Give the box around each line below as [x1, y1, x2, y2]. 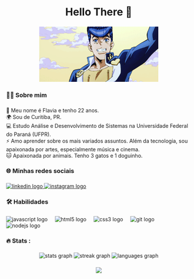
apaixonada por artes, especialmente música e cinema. [6, 145, 140, 152]
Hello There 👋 [65, 5, 132, 19]
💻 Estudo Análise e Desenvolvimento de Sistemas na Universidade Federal [6, 122, 188, 129]
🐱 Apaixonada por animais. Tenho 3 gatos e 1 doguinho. [6, 152, 143, 159]
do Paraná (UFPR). [6, 131, 51, 138]
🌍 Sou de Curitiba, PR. [6, 113, 62, 120]
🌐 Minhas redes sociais [6, 167, 75, 175]
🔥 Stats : [6, 237, 31, 245]
